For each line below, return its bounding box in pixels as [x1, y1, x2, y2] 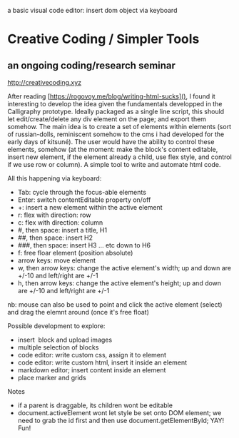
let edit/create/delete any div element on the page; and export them [7, 115, 207, 123]
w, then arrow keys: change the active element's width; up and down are [17, 264, 232, 272]
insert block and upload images [17, 335, 113, 344]
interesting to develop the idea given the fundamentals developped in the [7, 100, 223, 108]
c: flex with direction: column [17, 218, 103, 227]
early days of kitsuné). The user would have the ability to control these [7, 138, 215, 146]
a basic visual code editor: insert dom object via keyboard [7, 6, 178, 14]
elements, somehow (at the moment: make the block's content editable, [7, 146, 218, 153]
